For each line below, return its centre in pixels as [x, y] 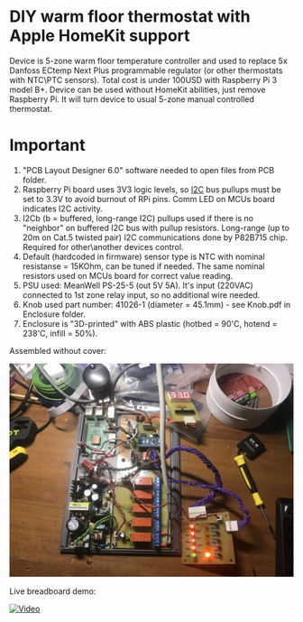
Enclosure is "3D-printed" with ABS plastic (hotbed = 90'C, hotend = [150, 323]
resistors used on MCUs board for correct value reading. [128, 275]
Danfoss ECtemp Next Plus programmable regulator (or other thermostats [146, 70]
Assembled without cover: [58, 350]
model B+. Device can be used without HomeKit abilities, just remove [138, 89]
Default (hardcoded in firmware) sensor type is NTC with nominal [143, 256]
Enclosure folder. [54, 314]
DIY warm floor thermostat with [130, 17]
